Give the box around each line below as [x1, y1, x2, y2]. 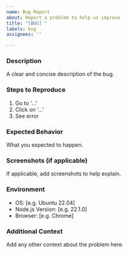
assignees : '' [6, 32, 42, 38]
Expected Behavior [6, 127, 64, 136]
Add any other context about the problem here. [6, 241, 124, 248]
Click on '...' [15, 105, 44, 113]
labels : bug [6, 25, 36, 32]
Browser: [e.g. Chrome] [15, 212, 74, 219]
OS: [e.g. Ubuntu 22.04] [15, 199, 76, 206]
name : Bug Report [6, 8, 50, 15]
